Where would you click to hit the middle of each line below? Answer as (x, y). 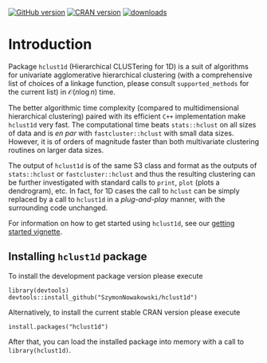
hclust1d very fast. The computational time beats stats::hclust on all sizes (132, 124)
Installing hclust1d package (78, 257)
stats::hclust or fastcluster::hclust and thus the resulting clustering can (132, 174)
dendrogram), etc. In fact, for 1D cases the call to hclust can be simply (124, 190)
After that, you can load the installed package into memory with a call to (126, 342)
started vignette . (35, 232)
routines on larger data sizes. (56, 150)
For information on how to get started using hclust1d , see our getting (122, 223)
